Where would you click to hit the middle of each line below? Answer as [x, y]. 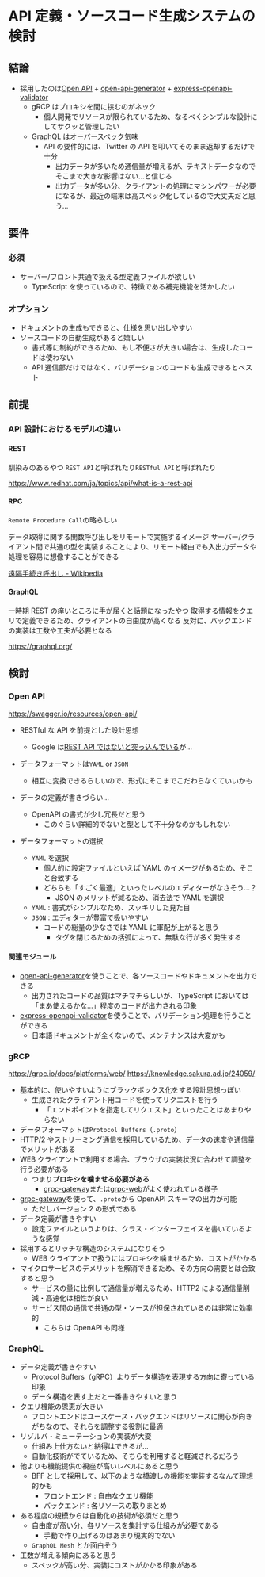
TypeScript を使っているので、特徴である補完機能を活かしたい [133, 286]
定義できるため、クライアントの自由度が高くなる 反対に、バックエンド [137, 620]
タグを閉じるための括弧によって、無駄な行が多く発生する [148, 937]
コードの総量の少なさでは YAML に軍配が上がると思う [131, 927]
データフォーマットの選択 [61, 840]
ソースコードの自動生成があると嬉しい [82, 337]
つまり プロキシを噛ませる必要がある [91, 1179]
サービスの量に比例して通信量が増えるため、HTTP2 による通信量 [137, 1288]
